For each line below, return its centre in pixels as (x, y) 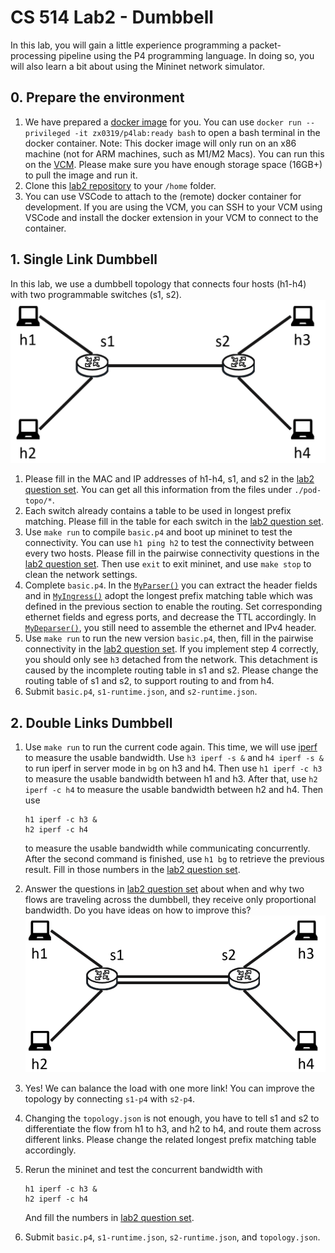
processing (33, 55)
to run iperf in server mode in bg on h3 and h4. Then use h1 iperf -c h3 (173, 768)
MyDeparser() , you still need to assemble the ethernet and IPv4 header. (170, 628)
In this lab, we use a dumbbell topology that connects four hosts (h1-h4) (158, 283)
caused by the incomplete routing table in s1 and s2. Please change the (171, 670)
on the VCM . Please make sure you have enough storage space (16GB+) (173, 164)
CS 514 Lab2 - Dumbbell (112, 17)
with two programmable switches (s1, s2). (96, 294)
